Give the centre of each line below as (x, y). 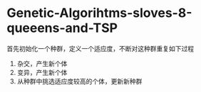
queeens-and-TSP (62, 28)
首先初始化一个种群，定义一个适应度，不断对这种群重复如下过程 (100, 48)
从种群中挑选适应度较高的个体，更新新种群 (79, 81)
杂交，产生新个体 (42, 63)
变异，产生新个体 (42, 72)
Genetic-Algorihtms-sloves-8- (99, 13)
